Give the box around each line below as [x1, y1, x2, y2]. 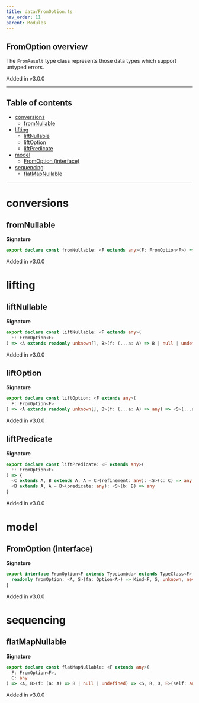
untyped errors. [6, 63, 44, 71]
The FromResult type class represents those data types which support [6, 57, 176, 65]
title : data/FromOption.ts [6, 8, 73, 15]
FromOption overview [6, 41, 88, 52]
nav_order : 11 [6, 14, 41, 20]
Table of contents [6, 98, 72, 108]
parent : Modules [6, 20, 46, 25]
